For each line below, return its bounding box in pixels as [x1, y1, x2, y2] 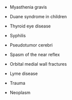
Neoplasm [9, 90, 31, 95]
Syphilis [9, 33, 26, 38]
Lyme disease [9, 71, 38, 76]
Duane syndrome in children [9, 14, 67, 19]
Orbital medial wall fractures [9, 61, 67, 67]
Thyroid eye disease [9, 23, 51, 29]
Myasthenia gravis [9, 4, 48, 10]
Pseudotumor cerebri [9, 42, 53, 48]
